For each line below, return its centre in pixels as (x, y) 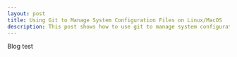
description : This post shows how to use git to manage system (102, 26)
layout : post (26, 14)
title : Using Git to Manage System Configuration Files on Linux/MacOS (115, 20)
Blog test (20, 47)
